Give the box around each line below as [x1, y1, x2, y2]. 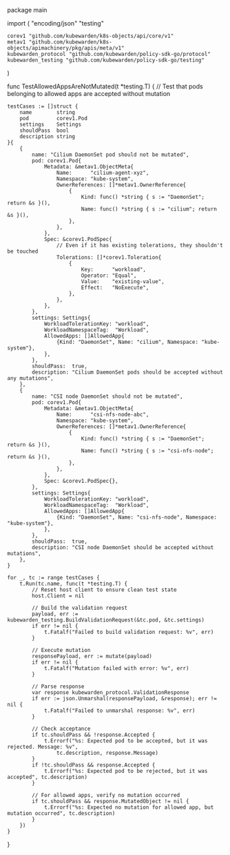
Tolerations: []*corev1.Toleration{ [56, 254, 162, 261]
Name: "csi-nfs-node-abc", [56, 411, 149, 418]
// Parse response [32, 683, 85, 690]
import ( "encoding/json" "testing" [7, 19, 105, 27]
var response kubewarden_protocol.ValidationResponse [32, 689, 189, 696]
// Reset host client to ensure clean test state [32, 586, 177, 593]
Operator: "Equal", [81, 272, 137, 279]
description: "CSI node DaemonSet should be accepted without [32, 544, 214, 551]
